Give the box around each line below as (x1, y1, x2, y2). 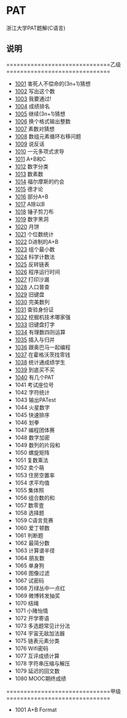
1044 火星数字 (14, 404, 50, 411)
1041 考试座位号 (14, 381, 54, 389)
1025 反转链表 (14, 260, 50, 268)
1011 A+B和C (14, 155, 46, 163)
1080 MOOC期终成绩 (14, 675, 67, 682)
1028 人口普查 (14, 283, 50, 290)
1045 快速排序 (14, 411, 50, 419)
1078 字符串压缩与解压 (14, 660, 71, 667)
